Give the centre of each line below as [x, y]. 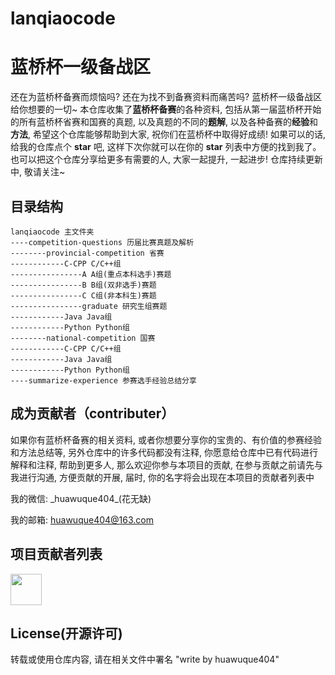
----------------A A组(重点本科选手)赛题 [91, 274]
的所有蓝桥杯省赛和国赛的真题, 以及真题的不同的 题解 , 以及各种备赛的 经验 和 [164, 122]
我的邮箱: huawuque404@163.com [82, 519]
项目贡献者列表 [56, 554]
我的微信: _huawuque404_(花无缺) [81, 498]
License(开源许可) [66, 633]
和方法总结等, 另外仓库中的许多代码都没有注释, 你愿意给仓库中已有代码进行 [164, 452]
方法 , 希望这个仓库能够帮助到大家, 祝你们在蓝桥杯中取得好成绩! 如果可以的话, [168, 134]
